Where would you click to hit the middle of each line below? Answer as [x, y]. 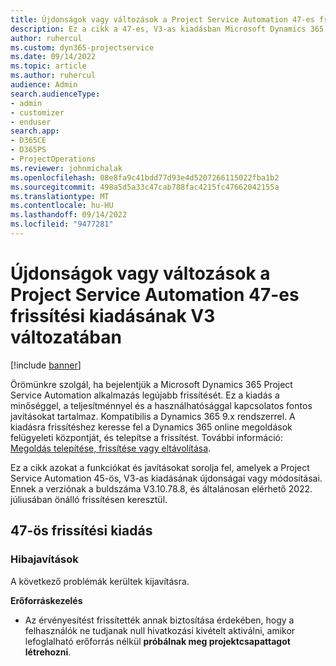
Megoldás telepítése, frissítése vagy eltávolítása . [111, 448]
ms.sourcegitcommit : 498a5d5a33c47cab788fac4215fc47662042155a [145, 187]
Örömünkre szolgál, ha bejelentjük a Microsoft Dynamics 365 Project [151, 384]
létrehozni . [48, 652]
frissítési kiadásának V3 [113, 316]
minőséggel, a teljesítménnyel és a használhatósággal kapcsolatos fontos [161, 405]
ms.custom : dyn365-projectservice [82, 47]
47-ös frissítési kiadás [81, 531]
